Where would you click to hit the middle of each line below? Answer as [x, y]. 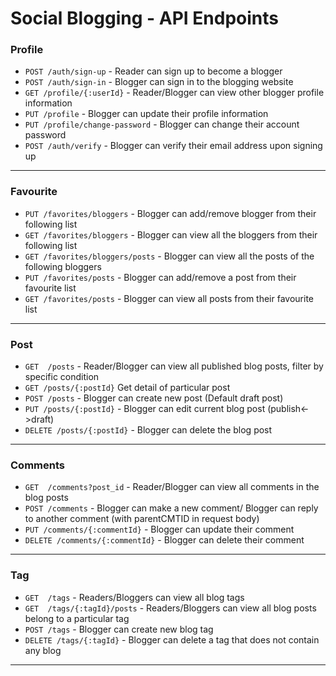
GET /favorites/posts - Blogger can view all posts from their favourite [169, 298]
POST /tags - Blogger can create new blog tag [119, 629]
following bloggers [63, 266]
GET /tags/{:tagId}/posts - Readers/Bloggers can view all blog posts [170, 608]
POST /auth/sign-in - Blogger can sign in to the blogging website [159, 82]
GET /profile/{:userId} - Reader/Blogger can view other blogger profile [174, 93]
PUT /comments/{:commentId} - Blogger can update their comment [159, 529]
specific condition [62, 377]
